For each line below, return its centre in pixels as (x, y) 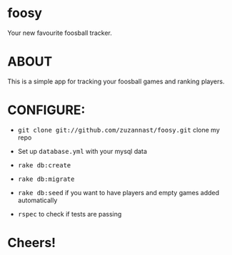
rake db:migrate (46, 179)
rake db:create (44, 165)
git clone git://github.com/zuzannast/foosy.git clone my (118, 130)
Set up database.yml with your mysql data (82, 151)
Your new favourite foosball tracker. (60, 33)
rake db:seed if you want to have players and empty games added (118, 192)
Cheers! (32, 243)
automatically (37, 200)
